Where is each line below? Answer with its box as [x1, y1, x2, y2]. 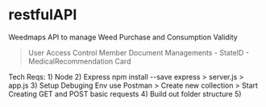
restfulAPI [8, 6, 77, 24]
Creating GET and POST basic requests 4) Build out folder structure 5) [8, 88, 242, 98]
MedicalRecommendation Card [27, 56, 131, 66]
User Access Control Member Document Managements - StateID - [27, 47, 250, 57]
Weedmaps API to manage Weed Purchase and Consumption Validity [8, 32, 238, 42]
